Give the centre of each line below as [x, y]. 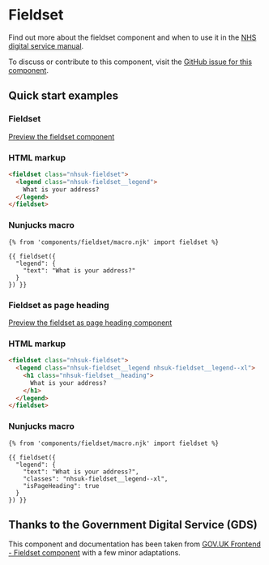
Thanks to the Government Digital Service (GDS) [133, 525]
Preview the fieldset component [62, 136]
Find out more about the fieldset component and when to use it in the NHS [132, 37]
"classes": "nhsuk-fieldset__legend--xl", [96, 479]
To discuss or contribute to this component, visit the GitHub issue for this [130, 62]
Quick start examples [64, 96]
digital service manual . [46, 45]
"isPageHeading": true [61, 486]
